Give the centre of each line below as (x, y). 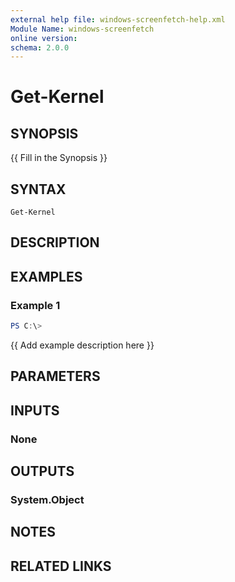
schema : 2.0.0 (40, 47)
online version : (44, 38)
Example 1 (35, 305)
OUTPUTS (42, 471)
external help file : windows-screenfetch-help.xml (118, 19)
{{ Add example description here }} (82, 345)
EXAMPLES (46, 276)
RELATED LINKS (61, 566)
